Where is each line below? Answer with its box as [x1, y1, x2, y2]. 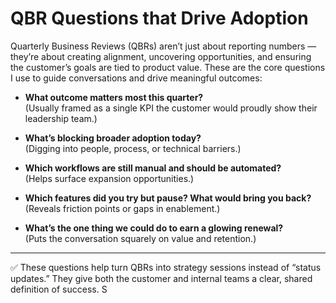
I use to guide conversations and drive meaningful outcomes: [10, 72, 263, 84]
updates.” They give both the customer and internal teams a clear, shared [10, 272, 313, 284]
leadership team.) [24, 112, 98, 124]
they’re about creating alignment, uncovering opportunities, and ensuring [10, 50, 312, 62]
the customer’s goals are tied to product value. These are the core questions [10, 61, 326, 73]
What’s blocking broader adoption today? [24, 132, 202, 144]
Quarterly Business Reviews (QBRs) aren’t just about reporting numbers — [10, 40, 317, 52]
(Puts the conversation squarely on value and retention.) [24, 232, 257, 244]
